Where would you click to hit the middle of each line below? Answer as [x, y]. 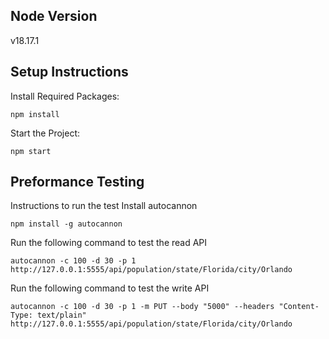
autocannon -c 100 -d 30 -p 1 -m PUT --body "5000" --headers [142, 307]
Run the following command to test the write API [110, 288]
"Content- [299, 307]
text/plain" [61, 315]
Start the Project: [45, 133]
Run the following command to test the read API [109, 243]
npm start [31, 151]
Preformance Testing [77, 182]
